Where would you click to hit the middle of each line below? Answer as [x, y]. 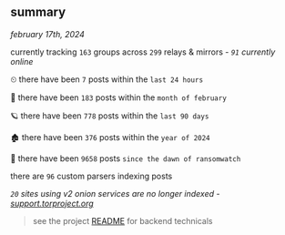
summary [38, 12]
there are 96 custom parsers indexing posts [92, 176]
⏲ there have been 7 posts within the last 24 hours [107, 79]
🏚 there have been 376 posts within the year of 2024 [110, 137]
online [22, 61]
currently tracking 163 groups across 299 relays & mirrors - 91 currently [143, 52]
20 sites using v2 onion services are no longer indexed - [115, 193]
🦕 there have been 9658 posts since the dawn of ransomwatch [126, 158]
